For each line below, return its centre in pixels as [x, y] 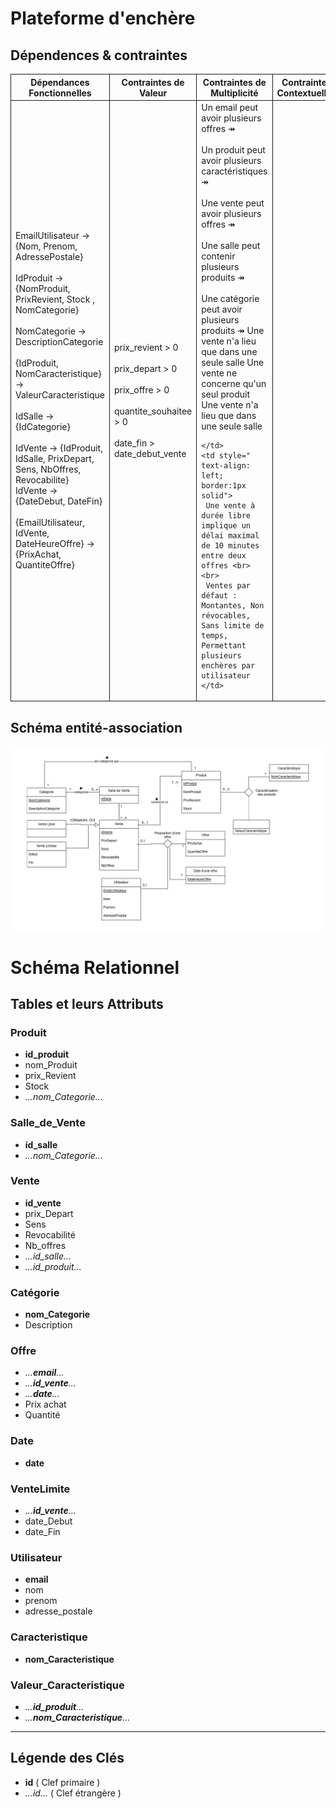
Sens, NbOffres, [48, 469]
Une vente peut [233, 203]
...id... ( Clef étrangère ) [73, 1793]
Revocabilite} [42, 480]
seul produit [226, 394]
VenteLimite [40, 1489]
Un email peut [230, 107]
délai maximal [230, 535]
